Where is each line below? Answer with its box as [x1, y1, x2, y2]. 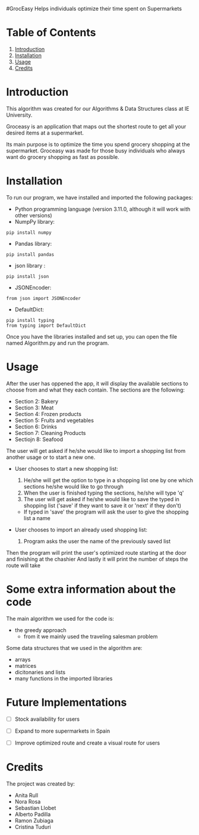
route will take [6, 562, 40, 569]
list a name [23, 514, 50, 521]
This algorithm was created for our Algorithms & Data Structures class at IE [6, 105, 189, 112]
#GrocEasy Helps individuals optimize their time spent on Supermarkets [6, 5, 182, 12]
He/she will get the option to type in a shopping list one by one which [23, 476, 193, 484]
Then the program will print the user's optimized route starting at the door [6, 549, 187, 556]
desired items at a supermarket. [6, 129, 84, 136]
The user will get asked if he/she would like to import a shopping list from [6, 447, 186, 454]
